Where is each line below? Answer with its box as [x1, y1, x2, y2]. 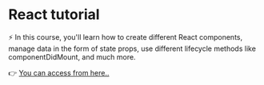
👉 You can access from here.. [8, 68, 110, 77]
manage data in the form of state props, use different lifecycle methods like [8, 44, 256, 53]
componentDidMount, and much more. [8, 52, 136, 61]
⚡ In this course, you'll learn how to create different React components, [8, 32, 243, 41]
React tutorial [8, 6, 100, 24]
